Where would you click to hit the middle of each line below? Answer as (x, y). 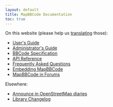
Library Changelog (31, 99)
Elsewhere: (17, 84)
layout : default (22, 10)
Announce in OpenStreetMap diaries (50, 94)
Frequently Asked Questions (41, 64)
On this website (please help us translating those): (56, 33)
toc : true (15, 19)
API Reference (27, 59)
